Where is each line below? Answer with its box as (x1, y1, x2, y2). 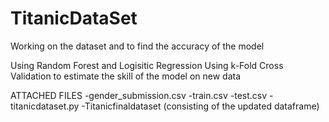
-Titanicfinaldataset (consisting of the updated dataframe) (81, 100, 320, 112)
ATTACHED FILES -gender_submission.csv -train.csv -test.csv (10, 89, 268, 101)
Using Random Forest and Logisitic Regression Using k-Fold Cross (10, 59, 284, 71)
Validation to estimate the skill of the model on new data (10, 70, 242, 82)
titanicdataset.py (10, 100, 80, 112)
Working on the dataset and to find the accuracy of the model (10, 40, 265, 52)
